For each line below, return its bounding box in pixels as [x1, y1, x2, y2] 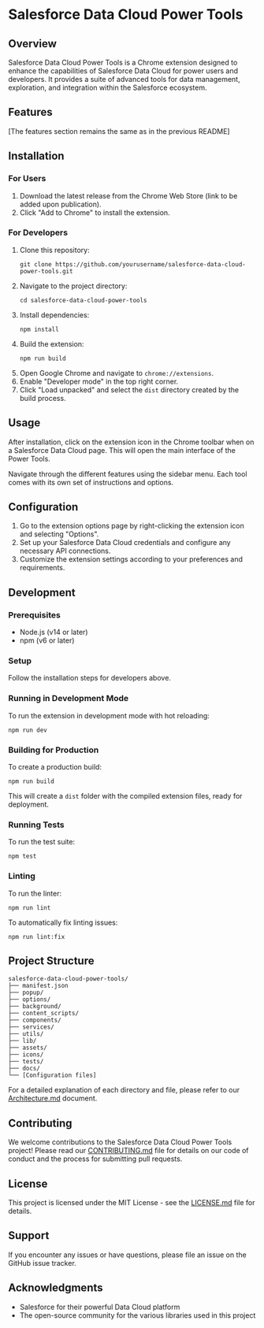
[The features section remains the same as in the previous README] [8, 126, 230, 135]
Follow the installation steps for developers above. [8, 673, 172, 683]
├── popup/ [8, 989, 44, 997]
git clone [19, 260, 53, 269]
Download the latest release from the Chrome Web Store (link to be [19, 191, 238, 200]
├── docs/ [8, 1065, 41, 1073]
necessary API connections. [19, 546, 111, 556]
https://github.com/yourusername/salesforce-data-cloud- [54, 260, 246, 269]
